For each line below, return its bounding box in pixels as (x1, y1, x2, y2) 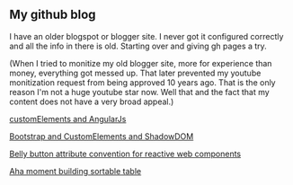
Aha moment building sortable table (9, 165, 142, 176)
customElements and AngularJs (9, 113, 127, 124)
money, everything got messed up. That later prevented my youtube (9, 67, 262, 78)
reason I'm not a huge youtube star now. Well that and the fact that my (9, 86, 270, 97)
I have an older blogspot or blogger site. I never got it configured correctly (9, 31, 284, 41)
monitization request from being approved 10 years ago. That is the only (9, 76, 276, 88)
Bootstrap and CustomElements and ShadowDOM (9, 130, 194, 142)
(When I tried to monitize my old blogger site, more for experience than (9, 57, 272, 68)
